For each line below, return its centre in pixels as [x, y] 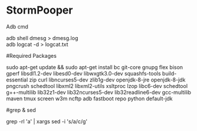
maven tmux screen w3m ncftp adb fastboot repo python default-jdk [89, 99]
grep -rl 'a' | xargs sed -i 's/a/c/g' [47, 121]
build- [169, 73]
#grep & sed [21, 110]
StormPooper [40, 10]
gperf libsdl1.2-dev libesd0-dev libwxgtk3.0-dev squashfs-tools [83, 73]
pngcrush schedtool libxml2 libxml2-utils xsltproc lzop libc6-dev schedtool [97, 86]
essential [17, 80]
